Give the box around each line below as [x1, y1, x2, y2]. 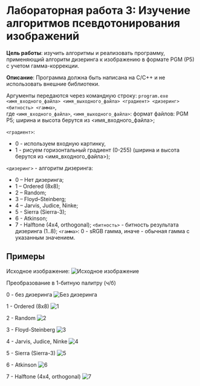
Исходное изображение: [6, 267, 70, 275]
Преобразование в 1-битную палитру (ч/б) [6, 279, 116, 286]
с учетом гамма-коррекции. [6, 62, 80, 69]
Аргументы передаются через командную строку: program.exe [6, 92, 169, 99]
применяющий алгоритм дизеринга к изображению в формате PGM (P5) [6, 56, 195, 63]
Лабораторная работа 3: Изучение [6, 4, 191, 18]
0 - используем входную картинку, [15, 140, 106, 147]
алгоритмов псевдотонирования [6, 16, 180, 30]
